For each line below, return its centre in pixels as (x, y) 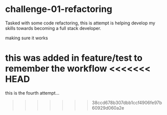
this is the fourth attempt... (32, 93)
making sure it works (27, 38)
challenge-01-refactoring (59, 9)
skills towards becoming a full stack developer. (53, 28)
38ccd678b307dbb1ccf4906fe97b (127, 103)
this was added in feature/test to (74, 58)
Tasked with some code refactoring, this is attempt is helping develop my (80, 23)
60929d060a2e (108, 108)
